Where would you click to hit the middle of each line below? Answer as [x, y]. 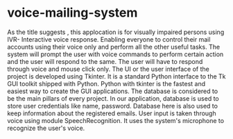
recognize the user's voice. [46, 128]
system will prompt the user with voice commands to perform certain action [115, 54]
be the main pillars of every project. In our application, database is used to [113, 98]
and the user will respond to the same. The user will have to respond [105, 61]
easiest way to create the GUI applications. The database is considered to [113, 91]
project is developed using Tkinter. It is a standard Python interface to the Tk [117, 76]
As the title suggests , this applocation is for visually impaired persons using [116, 32]
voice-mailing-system [72, 13]
